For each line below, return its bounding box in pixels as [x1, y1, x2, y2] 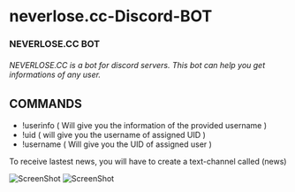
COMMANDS [9, 96, 82, 111]
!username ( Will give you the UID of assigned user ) [21, 139, 212, 150]
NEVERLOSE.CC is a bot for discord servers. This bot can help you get [9, 59, 266, 70]
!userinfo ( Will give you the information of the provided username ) [21, 119, 268, 130]
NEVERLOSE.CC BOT [9, 38, 100, 50]
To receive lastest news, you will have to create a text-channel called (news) [9, 156, 287, 166]
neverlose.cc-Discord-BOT [9, 6, 213, 27]
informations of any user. [9, 69, 102, 80]
